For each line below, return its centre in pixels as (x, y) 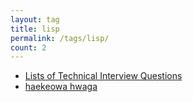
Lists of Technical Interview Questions (103, 76)
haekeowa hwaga (61, 87)
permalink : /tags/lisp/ (60, 38)
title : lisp (35, 29)
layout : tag (35, 19)
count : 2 (28, 47)
